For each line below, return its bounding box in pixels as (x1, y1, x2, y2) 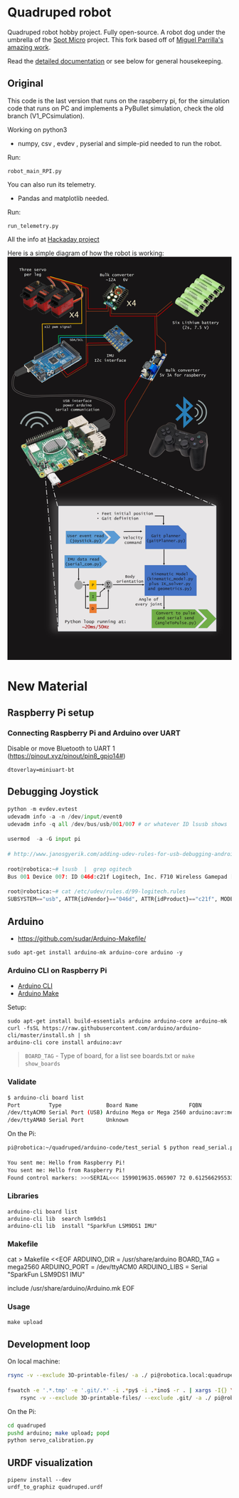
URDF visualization (7, 1457, 93, 1469)
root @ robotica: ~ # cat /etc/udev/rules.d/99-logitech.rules (7, 888, 186, 895)
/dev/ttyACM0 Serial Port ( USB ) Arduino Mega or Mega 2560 (7, 1109, 186, 1116)
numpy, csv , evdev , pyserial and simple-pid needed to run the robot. (17, 139, 222, 148)
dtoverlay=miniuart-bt (7, 767, 75, 774)
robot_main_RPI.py (7, 167, 62, 175)
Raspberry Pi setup (7, 706, 95, 718)
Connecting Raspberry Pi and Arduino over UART (7, 728, 181, 738)
